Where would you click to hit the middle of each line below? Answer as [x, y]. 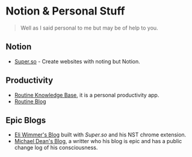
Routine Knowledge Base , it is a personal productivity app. [87, 95]
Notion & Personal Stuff [65, 11]
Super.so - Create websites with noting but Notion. [77, 61]
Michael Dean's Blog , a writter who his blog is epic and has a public [98, 141]
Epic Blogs [26, 120]
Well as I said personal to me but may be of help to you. [89, 28]
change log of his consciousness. [56, 148]
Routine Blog [30, 101]
